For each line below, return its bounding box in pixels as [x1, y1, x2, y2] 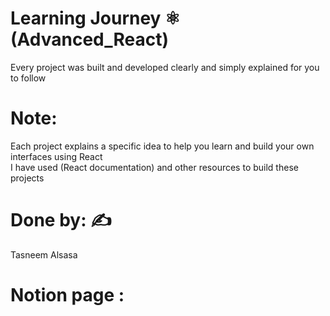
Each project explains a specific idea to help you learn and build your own [10, 140, 315, 152]
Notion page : [10, 284, 125, 306]
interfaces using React [10, 150, 103, 162]
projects [10, 172, 45, 184]
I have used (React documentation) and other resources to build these [10, 161, 299, 173]
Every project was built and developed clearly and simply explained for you [10, 61, 320, 73]
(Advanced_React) [10, 28, 170, 51]
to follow [10, 72, 47, 84]
